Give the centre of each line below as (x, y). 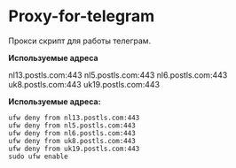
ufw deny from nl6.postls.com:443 (72, 133)
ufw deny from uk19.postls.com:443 (74, 149)
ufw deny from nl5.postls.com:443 (72, 126)
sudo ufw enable (38, 157)
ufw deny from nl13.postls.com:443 (74, 118)
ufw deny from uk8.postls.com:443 (72, 141)
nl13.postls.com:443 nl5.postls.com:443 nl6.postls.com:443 (118, 75)
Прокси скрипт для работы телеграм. (80, 41)
